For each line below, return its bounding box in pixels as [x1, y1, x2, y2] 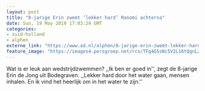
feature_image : [6, 49, 45, 55]
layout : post [6, 8, 40, 15]
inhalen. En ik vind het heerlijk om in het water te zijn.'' [6, 78, 143, 85]
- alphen [6, 37, 29, 43]
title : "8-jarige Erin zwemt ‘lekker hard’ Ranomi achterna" [6, 15, 165, 21]
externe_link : [6, 43, 43, 49]
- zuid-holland [6, 32, 45, 38]
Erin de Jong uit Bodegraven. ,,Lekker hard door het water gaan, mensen [6, 71, 190, 79]
